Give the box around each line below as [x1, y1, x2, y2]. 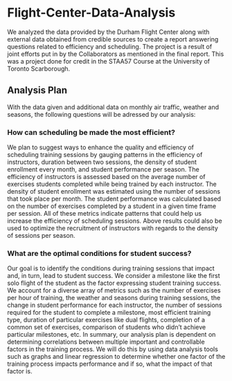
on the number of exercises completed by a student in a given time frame [7, 202, 217, 210]
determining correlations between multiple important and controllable [7, 337, 206, 346]
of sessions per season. [7, 232, 75, 240]
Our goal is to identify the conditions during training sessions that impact [7, 264, 215, 272]
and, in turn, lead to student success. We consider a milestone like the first [7, 272, 220, 280]
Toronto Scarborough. [7, 64, 71, 73]
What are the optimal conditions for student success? [7, 248, 192, 258]
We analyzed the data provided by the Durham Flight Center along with [7, 28, 210, 36]
